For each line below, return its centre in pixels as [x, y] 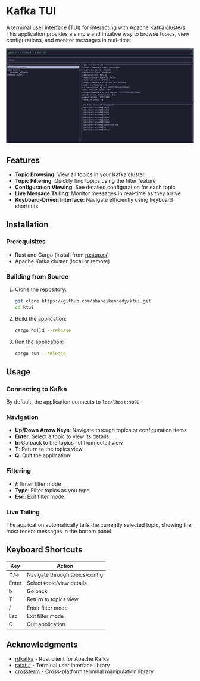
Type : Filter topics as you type [52, 490]
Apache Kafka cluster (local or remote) [62, 261]
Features [23, 160]
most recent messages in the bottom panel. [60, 531]
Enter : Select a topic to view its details [62, 436]
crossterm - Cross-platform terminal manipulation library [84, 671]
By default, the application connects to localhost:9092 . [74, 402]
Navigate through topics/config [65, 574]
